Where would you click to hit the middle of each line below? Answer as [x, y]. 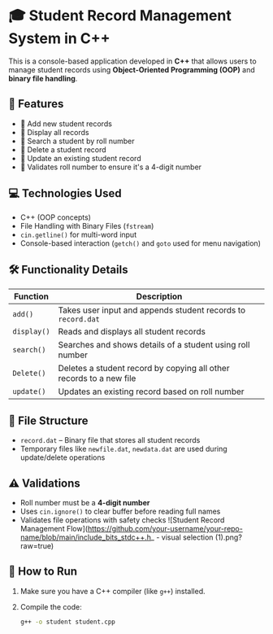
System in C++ [60, 39]
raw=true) [37, 546]
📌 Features [36, 104]
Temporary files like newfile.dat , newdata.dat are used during [123, 449]
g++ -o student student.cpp [67, 622]
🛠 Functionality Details [68, 269]
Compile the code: [51, 606]
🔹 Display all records [54, 132]
